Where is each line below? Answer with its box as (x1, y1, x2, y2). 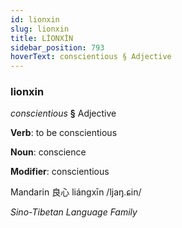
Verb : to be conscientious (10, 127, 118, 139)
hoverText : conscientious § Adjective (10, 52, 172, 62)
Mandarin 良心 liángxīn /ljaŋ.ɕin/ (10, 186, 142, 198)
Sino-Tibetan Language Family (10, 206, 138, 218)
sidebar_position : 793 (10, 42, 105, 53)
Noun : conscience (10, 146, 87, 158)
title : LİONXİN (10, 33, 74, 43)
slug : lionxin (10, 24, 70, 34)
